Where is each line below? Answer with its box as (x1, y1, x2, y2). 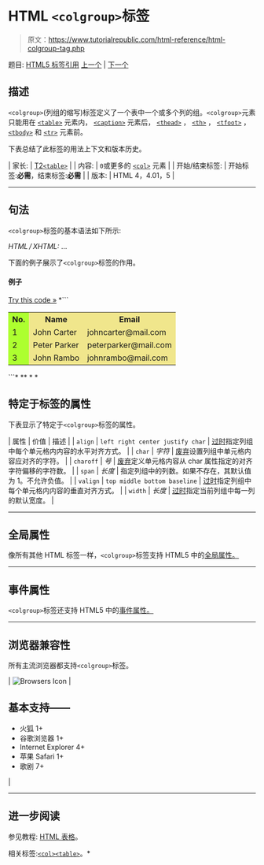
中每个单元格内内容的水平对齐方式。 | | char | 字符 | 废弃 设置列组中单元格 (8, 446, 245, 455)
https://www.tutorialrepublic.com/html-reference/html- (48, 35, 226, 44)
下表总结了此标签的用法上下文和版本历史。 (8, 143, 146, 154)
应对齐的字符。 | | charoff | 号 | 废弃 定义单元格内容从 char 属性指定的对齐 (14, 456, 253, 466)
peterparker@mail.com (86, 340, 172, 351)
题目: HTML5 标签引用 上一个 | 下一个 (8, 60, 129, 69)
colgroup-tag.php (27, 43, 85, 53)
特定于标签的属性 (8, 397, 91, 410)
